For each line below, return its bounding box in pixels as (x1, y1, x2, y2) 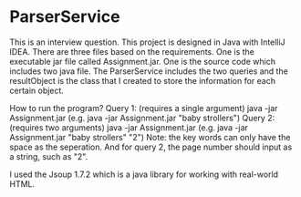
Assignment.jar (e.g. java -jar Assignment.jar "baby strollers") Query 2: (9, 112, 275, 123)
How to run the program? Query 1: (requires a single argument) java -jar (9, 102, 278, 113)
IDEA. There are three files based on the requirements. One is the (9, 46, 255, 57)
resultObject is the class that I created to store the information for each (9, 75, 276, 86)
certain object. (9, 85, 64, 96)
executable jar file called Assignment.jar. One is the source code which (9, 56, 276, 67)
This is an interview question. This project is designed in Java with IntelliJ (9, 36, 285, 47)
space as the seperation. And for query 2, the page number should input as (9, 141, 293, 152)
